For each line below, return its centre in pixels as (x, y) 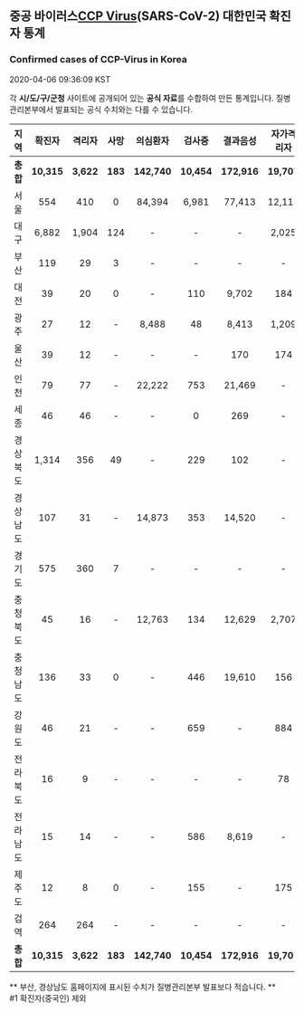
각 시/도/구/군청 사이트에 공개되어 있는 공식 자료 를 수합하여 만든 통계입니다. (142, 98)
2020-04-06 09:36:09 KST (60, 79)
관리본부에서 (32, 109)
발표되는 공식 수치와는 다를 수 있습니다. (124, 109)
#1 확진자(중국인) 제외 (48, 998)
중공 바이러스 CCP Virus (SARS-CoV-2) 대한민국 (138, 16)
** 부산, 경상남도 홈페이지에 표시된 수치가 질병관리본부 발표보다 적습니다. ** (142, 987)
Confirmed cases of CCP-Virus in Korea (98, 60)
